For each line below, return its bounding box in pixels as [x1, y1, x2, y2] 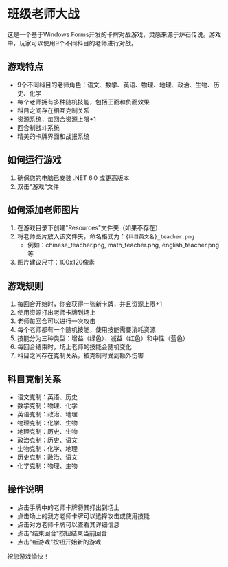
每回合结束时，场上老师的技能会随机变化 [16, 343, 132, 351]
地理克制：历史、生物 [16, 427, 78, 435]
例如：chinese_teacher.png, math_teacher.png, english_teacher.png [27, 241, 220, 249]
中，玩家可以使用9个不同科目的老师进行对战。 [7, 38, 137, 47]
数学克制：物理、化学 [16, 401, 78, 410]
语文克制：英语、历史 [16, 393, 78, 401]
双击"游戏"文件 [16, 182, 60, 190]
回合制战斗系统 [16, 123, 60, 131]
